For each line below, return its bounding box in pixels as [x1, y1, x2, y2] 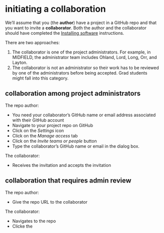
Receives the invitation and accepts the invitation [12, 162, 111, 168]
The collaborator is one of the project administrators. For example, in [12, 49, 151, 55]
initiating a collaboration [5, 3, 106, 15]
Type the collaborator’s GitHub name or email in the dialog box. [12, 143, 140, 149]
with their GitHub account [12, 117, 65, 123]
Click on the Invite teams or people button [12, 138, 97, 144]
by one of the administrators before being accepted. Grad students [12, 70, 148, 76]
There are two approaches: [5, 39, 60, 45]
